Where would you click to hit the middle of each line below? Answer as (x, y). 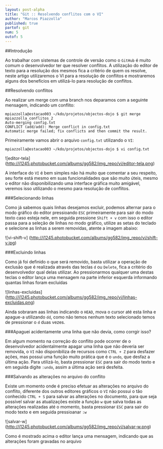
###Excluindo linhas (26, 252)
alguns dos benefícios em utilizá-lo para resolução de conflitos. (69, 81)
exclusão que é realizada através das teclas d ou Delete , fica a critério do (79, 267)
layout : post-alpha (25, 10)
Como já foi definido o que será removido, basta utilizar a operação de (76, 261)
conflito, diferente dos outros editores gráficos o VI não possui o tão (74, 391)
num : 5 (12, 32)
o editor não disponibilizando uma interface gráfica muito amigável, (73, 183)
